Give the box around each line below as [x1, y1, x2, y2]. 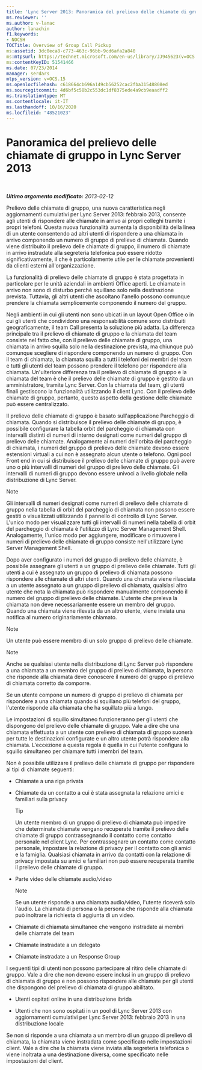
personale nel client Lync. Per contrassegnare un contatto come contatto [14, 838, 196, 845]
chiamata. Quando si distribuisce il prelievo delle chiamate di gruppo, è [6, 419, 182, 426]
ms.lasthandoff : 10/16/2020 [6, 104, 77, 110]
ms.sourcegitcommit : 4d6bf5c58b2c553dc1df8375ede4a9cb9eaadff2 [6, 87, 168, 93]
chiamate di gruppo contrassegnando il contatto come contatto [14, 832, 172, 839]
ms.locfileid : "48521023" [6, 110, 71, 116]
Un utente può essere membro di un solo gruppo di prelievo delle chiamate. [6, 637, 194, 645]
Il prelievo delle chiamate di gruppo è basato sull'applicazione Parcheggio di [6, 412, 195, 419]
